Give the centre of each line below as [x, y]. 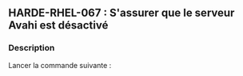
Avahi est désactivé [58, 26]
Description [32, 48]
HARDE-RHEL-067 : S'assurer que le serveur [121, 13]
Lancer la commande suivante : [60, 65]
